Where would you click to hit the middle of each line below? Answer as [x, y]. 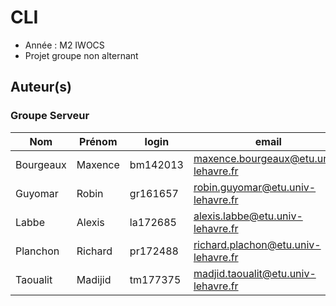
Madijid [94, 279]
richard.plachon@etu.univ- [257, 244]
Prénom [98, 141]
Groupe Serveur [50, 116]
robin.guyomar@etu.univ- [255, 187]
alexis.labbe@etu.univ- [248, 216]
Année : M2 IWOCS [64, 45]
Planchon [37, 251]
